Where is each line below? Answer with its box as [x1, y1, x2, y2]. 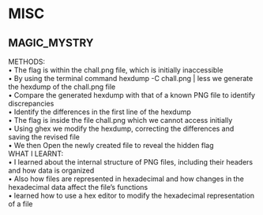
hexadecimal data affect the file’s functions [8, 183, 148, 191]
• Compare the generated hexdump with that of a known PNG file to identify [8, 91, 255, 99]
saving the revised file [8, 132, 81, 142]
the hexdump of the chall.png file [8, 82, 116, 91]
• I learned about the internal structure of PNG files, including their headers [8, 158, 254, 166]
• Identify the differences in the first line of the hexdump [8, 107, 192, 117]
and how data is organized [8, 166, 95, 175]
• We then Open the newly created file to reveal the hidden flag [8, 141, 215, 150]
